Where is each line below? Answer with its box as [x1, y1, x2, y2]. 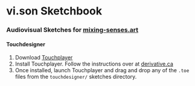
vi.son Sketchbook [6, 4, 103, 18]
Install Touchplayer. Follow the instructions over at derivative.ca [14, 60, 174, 67]
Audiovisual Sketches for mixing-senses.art [6, 26, 139, 34]
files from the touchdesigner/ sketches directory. [14, 73, 137, 81]
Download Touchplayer [14, 54, 73, 61]
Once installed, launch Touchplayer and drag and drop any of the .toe [14, 67, 190, 74]
